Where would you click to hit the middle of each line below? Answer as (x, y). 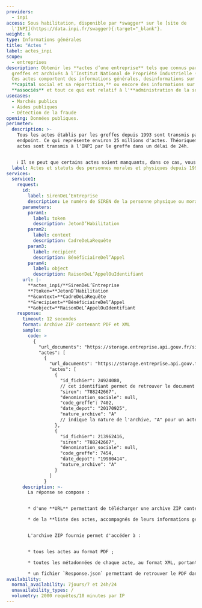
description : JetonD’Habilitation (76, 224)
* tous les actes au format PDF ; (71, 551)
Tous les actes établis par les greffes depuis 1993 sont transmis (103, 135)
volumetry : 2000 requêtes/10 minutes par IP (68, 596)
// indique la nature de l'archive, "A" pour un (122, 420)
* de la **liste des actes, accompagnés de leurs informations (109, 520)
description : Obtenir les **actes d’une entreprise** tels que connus (96, 68)
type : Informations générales (44, 40)
